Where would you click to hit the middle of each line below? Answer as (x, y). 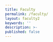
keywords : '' (18, 23)
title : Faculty (20, 9)
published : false (22, 32)
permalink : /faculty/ (27, 14)
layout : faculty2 (22, 18)
